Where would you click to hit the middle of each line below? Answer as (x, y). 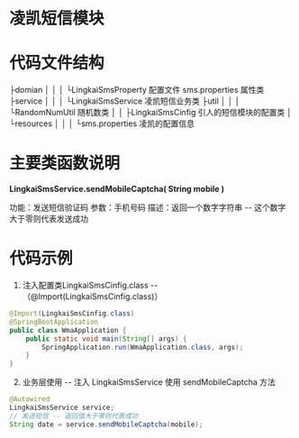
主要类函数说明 (65, 164)
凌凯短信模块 (57, 18)
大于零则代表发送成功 (49, 219)
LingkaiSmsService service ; (62, 407)
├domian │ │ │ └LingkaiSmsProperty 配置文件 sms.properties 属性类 (137, 90)
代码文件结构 (57, 63)
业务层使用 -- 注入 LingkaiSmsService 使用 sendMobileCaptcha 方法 (149, 382)
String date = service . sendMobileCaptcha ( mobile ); (106, 424)
